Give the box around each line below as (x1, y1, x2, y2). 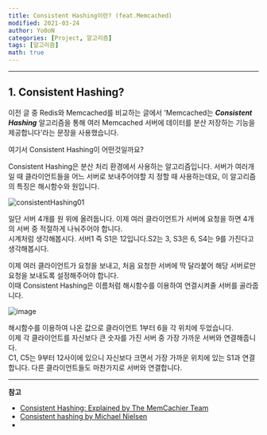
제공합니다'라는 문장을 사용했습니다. (8, 127, 119, 137)
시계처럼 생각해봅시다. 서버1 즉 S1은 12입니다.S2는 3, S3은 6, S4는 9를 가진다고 (8, 233, 254, 243)
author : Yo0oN (8, 26, 56, 34)
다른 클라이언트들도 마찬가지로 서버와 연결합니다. (31, 362, 183, 372)
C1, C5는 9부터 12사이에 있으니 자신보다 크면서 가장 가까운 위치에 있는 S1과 (8, 352, 241, 362)
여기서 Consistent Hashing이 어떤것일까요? (8, 144, 145, 154)
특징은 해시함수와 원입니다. (16, 181, 100, 191)
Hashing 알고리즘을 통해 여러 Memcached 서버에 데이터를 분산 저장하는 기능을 (8, 117, 256, 127)
